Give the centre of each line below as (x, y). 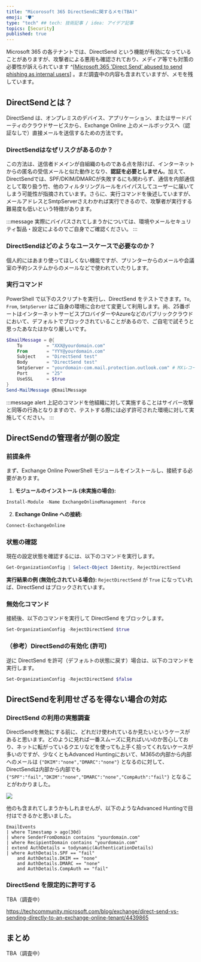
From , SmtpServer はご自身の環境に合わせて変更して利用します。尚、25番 (96, 306)
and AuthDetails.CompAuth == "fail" (63, 869)
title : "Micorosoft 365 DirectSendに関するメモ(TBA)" (72, 12)
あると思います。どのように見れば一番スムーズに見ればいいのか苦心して (95, 739)
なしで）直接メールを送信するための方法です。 (69, 133)
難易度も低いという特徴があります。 (51, 209)
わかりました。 (35, 784)
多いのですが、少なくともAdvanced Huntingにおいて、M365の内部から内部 (99, 754)
